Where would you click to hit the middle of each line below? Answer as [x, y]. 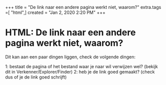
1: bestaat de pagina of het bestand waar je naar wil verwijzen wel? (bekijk [82, 66]
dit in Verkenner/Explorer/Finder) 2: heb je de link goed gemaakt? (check [80, 72]
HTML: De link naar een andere [70, 33]
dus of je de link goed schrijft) [36, 77]
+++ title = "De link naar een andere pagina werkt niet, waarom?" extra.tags [83, 7]
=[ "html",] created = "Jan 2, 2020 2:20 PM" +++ [55, 12]
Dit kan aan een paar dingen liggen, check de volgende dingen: [70, 57]
